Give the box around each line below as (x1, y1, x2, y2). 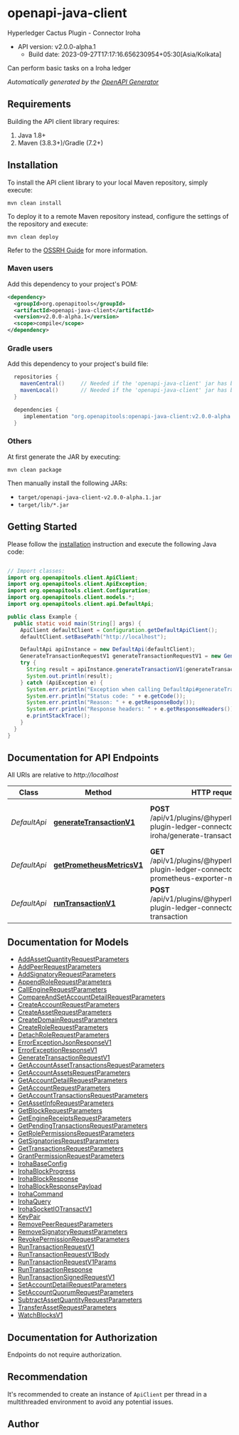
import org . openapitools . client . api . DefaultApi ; (7, 601, 154, 608)
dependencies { (14, 406, 59, 413)
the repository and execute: (7, 219, 88, 228)
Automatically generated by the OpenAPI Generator (7, 77, 159, 86)
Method (85, 787, 112, 797)
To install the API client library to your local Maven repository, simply (7, 178, 208, 187)
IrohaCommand (17, 1190, 63, 1198)
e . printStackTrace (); (26, 713, 91, 720)
